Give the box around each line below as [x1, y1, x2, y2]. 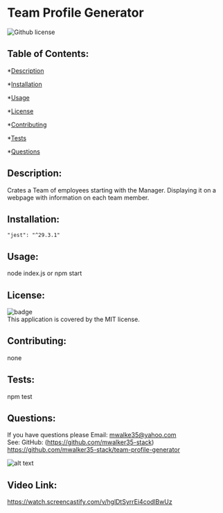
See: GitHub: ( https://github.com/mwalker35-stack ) [7, 438, 154, 446]
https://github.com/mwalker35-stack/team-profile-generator [7, 446, 181, 454]
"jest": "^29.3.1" [7, 231, 60, 239]
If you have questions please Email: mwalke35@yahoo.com [7, 431, 177, 439]
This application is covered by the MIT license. [7, 315, 140, 323]
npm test [7, 392, 33, 400]
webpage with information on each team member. [7, 193, 150, 202]
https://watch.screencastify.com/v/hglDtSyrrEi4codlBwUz [7, 498, 173, 506]
